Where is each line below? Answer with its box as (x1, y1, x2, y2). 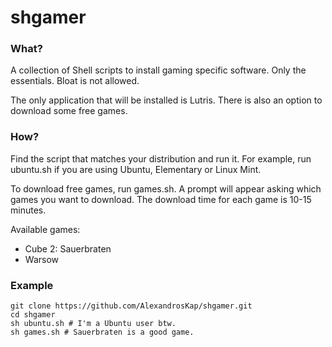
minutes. (10, 204, 47, 216)
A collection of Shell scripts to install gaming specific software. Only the (10, 64, 307, 76)
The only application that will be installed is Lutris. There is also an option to (10, 94, 323, 106)
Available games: (10, 223, 81, 235)
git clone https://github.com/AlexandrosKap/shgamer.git (10, 301, 253, 311)
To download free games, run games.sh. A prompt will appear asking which (10, 182, 322, 195)
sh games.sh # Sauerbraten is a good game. (10, 327, 195, 338)
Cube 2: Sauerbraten (24, 242, 112, 255)
